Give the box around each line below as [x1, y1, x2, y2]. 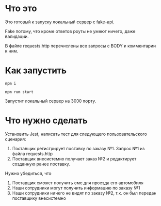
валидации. [5, 33, 29, 39]
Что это [5, 3, 37, 14]
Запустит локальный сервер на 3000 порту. [5, 98, 96, 104]
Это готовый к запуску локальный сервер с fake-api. [5, 19, 114, 25]
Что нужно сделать [5, 115, 88, 126]
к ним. [5, 48, 18, 54]
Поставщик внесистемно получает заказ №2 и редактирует [12, 156, 137, 161]
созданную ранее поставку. [12, 161, 70, 167]
